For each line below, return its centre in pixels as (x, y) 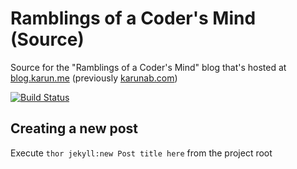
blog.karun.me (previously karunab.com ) (94, 78)
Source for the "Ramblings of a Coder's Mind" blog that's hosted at (148, 67)
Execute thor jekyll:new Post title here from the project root (141, 153)
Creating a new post (74, 128)
